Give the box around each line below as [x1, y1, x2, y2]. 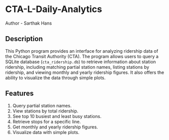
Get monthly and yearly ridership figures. [12, 124, 98, 130]
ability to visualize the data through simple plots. [5, 74, 106, 81]
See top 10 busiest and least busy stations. [12, 113, 102, 119]
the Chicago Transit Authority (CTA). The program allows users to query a [5, 53, 159, 59]
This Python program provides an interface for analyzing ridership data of [5, 48, 158, 54]
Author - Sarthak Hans [5, 20, 52, 26]
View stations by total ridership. [12, 108, 79, 114]
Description [5, 35, 43, 43]
